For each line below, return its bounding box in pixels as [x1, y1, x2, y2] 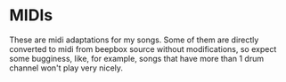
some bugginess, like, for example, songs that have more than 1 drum [9, 53, 265, 63]
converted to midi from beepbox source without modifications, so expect [9, 43, 277, 54]
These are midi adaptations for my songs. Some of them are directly [9, 34, 259, 45]
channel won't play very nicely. [9, 63, 123, 73]
